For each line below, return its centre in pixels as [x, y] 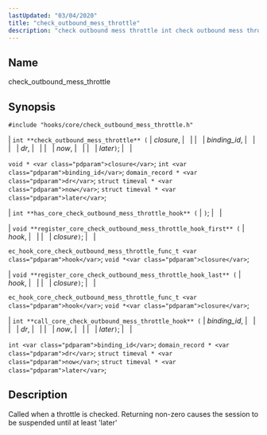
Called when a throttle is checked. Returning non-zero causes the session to [133, 414]
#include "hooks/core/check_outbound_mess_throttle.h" [101, 125]
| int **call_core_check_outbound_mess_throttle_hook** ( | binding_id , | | [132, 320]
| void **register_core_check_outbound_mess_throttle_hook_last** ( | [125, 274]
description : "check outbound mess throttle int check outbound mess [126, 30]
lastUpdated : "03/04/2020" [53, 16]
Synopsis [32, 107]
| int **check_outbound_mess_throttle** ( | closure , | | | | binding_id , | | [132, 140]
